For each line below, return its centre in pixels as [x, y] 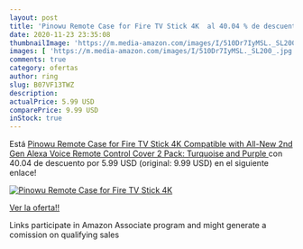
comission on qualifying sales [64, 235]
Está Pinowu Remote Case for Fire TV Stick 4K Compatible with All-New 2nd [151, 144]
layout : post [34, 18]
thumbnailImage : [40, 43]
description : [34, 93]
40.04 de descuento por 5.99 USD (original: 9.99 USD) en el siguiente [139, 163]
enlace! [23, 173]
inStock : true [36, 118]
